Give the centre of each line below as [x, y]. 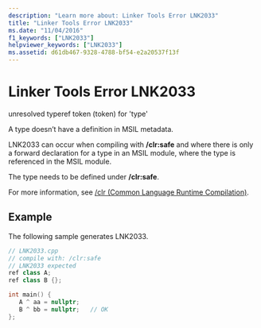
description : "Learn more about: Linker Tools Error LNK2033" [113, 15]
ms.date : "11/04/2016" [46, 30]
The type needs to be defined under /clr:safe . [84, 176]
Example [30, 217]
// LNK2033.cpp [33, 251]
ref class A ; [30, 273]
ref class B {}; [35, 280]
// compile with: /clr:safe [55, 258]
